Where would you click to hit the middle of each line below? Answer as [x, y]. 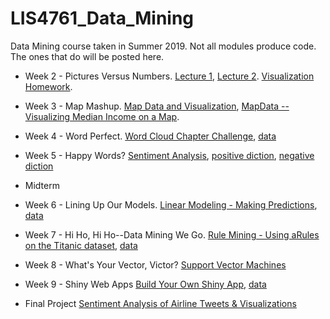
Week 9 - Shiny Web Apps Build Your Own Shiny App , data [145, 284]
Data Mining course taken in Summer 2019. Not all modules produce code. [163, 46]
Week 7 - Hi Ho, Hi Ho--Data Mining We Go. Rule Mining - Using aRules [172, 234]
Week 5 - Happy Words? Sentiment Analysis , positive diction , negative [169, 155]
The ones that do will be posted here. [87, 56]
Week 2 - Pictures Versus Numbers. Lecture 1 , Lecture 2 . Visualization [169, 76]
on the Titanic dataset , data [81, 245]
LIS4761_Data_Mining [102, 18]
